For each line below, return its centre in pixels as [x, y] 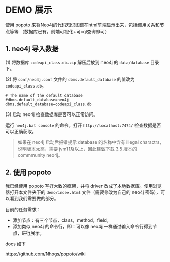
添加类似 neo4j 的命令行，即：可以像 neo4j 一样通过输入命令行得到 [83, 226]
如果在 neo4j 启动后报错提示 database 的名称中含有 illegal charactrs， [91, 142]
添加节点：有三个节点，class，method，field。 [62, 220]
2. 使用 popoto [28, 173]
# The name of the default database [44, 95]
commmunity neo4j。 [40, 155]
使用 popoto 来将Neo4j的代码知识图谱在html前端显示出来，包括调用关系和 [82, 25]
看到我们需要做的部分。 [34, 198]
